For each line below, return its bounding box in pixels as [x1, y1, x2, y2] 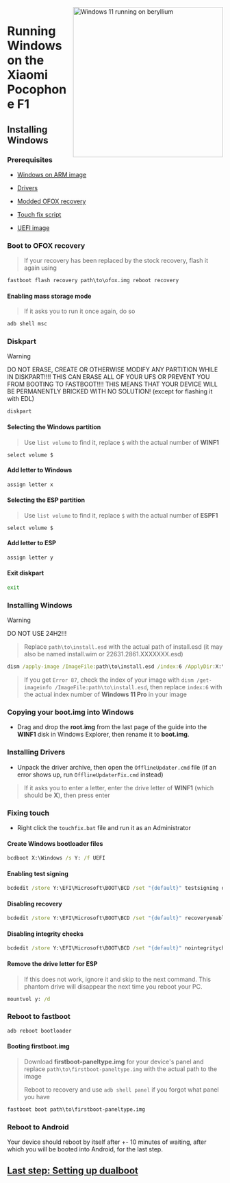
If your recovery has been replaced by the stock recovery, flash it [23, 257, 209, 265]
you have [23, 1092, 50, 1101]
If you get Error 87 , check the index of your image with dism [23, 676, 194, 684]
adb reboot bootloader [7, 1027, 72, 1034]
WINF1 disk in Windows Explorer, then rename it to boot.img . [16, 731, 190, 739]
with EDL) [7, 395, 35, 403]
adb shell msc [7, 321, 48, 328]
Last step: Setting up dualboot [7, 1165, 139, 1177]
